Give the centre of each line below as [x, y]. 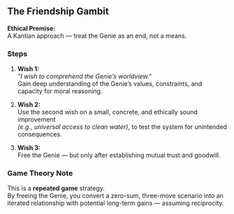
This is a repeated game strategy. [56, 188]
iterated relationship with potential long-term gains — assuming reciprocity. [116, 203]
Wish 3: [29, 148]
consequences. [39, 135]
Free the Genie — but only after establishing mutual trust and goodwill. [119, 155]
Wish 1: [28, 69]
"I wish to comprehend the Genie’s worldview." [84, 77]
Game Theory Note [40, 174]
